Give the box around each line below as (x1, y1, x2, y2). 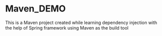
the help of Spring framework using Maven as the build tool (5, 24, 129, 30)
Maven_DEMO (5, 3, 66, 14)
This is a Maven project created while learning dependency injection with (5, 19, 157, 25)
